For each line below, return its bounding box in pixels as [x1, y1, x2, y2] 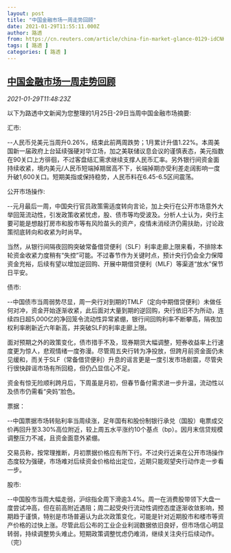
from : [7, 36, 23, 43]
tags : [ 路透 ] [7, 42, 49, 49]
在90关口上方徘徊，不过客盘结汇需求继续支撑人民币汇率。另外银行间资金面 [7, 155, 220, 163]
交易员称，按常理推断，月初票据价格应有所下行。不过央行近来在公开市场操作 [7, 448, 224, 456]
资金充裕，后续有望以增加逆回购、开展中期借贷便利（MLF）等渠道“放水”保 [7, 259, 218, 268]
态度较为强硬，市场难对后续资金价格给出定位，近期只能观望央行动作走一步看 [7, 456, 224, 465]
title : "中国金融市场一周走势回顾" [7, 17, 97, 23]
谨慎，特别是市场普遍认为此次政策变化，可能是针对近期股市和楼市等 [25, 512, 218, 521]
